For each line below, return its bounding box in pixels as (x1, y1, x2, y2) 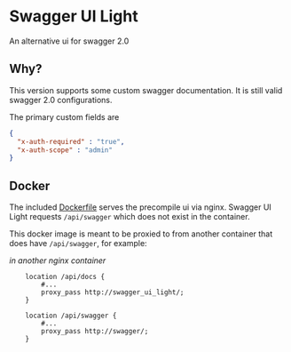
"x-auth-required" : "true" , (17, 137, 125, 146)
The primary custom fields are (9, 111, 120, 122)
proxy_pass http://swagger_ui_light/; (41, 288, 185, 297)
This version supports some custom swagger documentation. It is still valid (9, 84, 283, 95)
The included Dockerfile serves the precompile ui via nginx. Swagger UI (9, 202, 272, 212)
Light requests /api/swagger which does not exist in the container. (9, 212, 250, 222)
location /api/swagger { (25, 311, 117, 321)
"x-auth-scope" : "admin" (17, 145, 114, 155)
